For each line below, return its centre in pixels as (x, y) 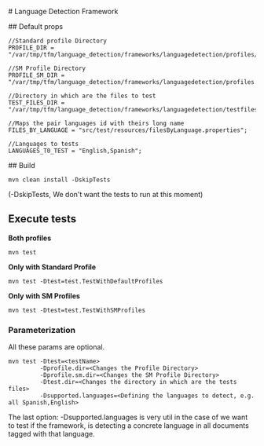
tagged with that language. (52, 434)
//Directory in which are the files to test (82, 96)
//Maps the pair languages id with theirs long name (96, 123)
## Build (22, 165)
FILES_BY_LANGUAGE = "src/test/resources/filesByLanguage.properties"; (128, 130)
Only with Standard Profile (52, 267)
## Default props (36, 26)
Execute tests (42, 219)
